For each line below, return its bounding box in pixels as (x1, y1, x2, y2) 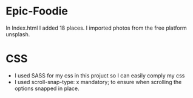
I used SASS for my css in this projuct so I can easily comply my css (14, 71, 185, 79)
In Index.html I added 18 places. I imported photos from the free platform (5, 24, 188, 31)
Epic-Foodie (5, 4, 68, 18)
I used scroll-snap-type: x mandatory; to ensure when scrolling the (14, 78, 182, 85)
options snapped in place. (14, 85, 80, 92)
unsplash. (5, 30, 30, 38)
